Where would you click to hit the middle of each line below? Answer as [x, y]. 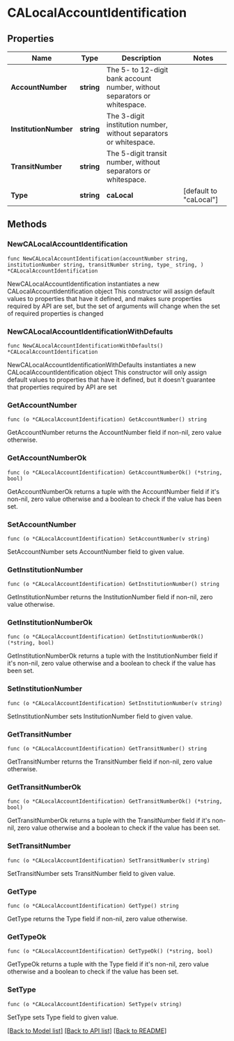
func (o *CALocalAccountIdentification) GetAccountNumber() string [107, 419]
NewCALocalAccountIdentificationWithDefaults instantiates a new [102, 364]
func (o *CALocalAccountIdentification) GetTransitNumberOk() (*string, [115, 802]
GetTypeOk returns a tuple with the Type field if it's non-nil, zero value [108, 964]
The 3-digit [126, 116]
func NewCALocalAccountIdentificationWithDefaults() [85, 346]
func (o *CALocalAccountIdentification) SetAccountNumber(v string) [109, 539]
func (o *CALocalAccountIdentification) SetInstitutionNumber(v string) [115, 703]
